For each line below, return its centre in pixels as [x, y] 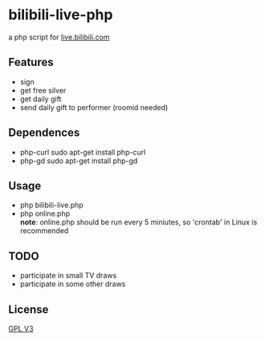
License [29, 309]
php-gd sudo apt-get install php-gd [79, 160]
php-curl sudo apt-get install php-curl [83, 152]
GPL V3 [21, 329]
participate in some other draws [73, 284]
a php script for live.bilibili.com [59, 37]
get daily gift [41, 99]
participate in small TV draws [68, 276]
